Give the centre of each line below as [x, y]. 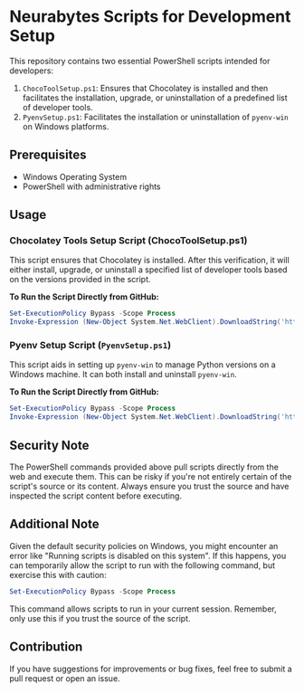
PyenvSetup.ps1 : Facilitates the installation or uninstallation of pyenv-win [156, 117]
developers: [32, 71]
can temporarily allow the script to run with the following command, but [142, 565]
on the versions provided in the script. [80, 280]
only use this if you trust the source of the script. [100, 618]
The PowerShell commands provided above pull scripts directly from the [144, 467]
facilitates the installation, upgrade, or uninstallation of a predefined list [155, 98]
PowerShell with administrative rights [91, 186]
